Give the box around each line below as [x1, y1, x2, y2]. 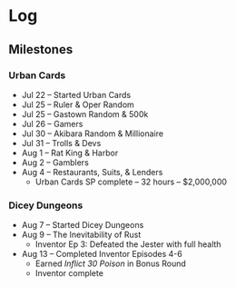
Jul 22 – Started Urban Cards [21, 89, 132, 100]
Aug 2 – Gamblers [21, 156, 90, 168]
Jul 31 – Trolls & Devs [21, 137, 102, 148]
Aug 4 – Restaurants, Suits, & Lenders [21, 166, 163, 177]
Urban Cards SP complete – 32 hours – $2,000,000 [34, 176, 228, 187]
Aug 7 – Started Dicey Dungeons [21, 220, 144, 231]
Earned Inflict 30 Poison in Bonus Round [34, 258, 187, 269]
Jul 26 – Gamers [21, 118, 84, 129]
